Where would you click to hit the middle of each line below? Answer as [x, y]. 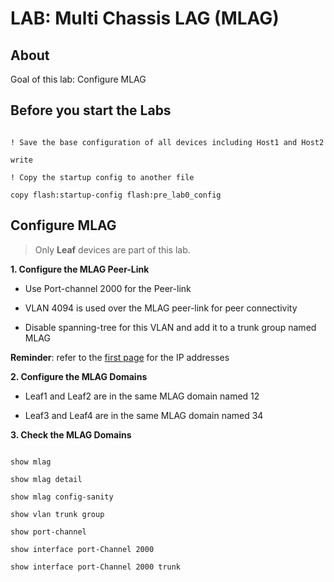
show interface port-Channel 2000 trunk [96, 567]
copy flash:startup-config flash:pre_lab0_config [116, 195]
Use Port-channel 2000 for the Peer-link [108, 288]
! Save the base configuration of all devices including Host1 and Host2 [167, 142]
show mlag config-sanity [62, 497]
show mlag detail [46, 479]
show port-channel [48, 532]
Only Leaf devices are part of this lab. [112, 249]
